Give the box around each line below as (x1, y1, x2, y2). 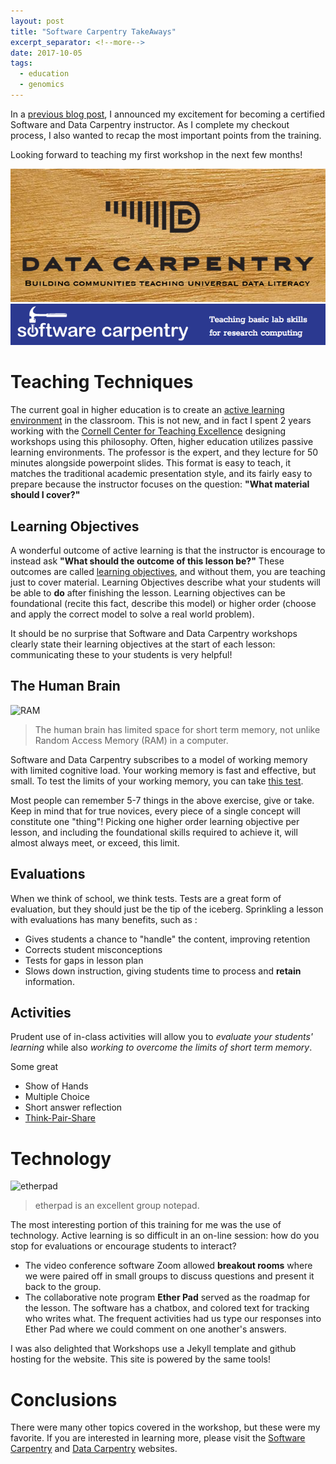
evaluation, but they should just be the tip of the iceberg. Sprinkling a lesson (10, 903, 324, 915)
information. (24, 975, 75, 987)
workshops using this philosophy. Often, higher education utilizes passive (10, 436, 314, 448)
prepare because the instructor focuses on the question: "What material (10, 478, 310, 490)
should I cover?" (10, 489, 81, 501)
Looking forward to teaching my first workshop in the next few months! (10, 148, 303, 160)
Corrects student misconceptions (24, 943, 163, 955)
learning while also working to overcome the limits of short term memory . (10, 1041, 313, 1054)
